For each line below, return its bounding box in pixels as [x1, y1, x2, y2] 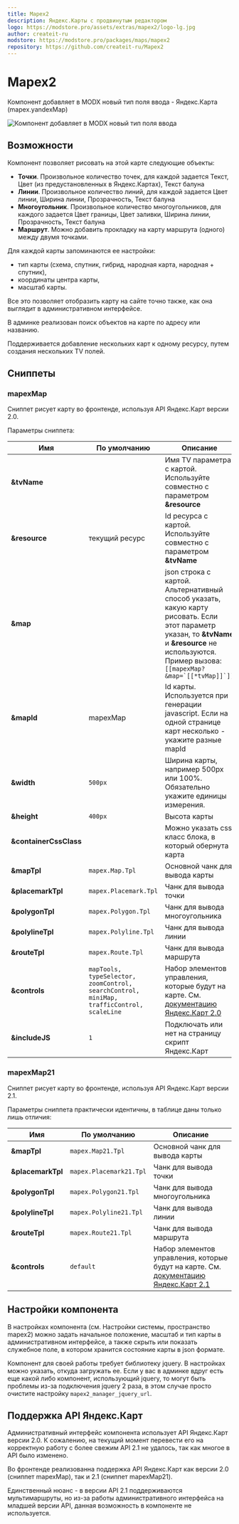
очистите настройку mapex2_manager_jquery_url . [7, 1389, 152, 1397]
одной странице [164, 718, 221, 728]
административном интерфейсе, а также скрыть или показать [7, 1338, 198, 1346]
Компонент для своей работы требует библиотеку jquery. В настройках [7, 1359, 225, 1368]
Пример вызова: [164, 656, 222, 666]
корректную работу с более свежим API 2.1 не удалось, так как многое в [7, 1444, 230, 1452]
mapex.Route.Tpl [88, 949, 144, 957]
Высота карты [164, 811, 213, 821]
